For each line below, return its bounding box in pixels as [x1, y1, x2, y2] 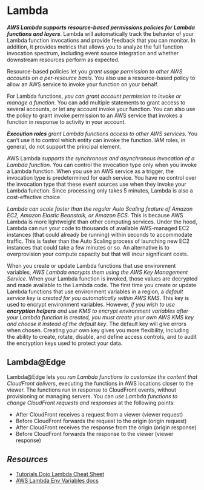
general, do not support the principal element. [7, 143, 122, 150]
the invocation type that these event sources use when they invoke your [7, 180, 187, 188]
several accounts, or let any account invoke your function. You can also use [7, 105, 196, 112]
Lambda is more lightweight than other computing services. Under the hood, [7, 218, 197, 225]
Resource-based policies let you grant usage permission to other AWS [7, 67, 183, 75]
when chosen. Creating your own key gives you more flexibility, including [7, 326, 189, 334]
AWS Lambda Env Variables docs [15, 477, 99, 484]
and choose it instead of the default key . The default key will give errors [7, 320, 186, 327]
